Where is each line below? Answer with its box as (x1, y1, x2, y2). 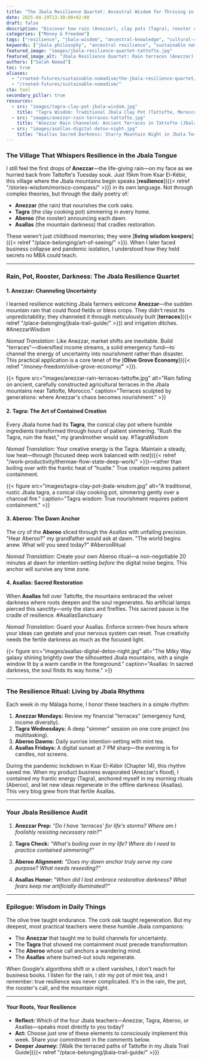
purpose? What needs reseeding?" (14, 864, 101, 871)
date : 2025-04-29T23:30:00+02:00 (6, 14, 90, 20)
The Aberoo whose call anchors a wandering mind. (14, 947, 142, 954)
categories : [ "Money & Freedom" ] (6, 31, 90, 37)
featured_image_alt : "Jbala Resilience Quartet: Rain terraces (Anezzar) (6, 53, 194, 59)
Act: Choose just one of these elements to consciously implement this (14, 1030, 188, 1037)
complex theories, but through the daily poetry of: (6, 190, 129, 198)
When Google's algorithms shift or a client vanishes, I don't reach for (6, 965, 176, 972)
